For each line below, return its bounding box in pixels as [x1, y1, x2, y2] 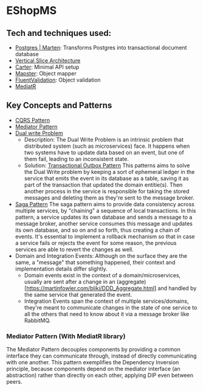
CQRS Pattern [15, 116, 50, 123]
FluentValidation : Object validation [15, 77, 101, 83]
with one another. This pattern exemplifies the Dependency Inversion [6, 359, 179, 366]
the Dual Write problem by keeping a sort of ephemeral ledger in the [24, 168, 195, 175]
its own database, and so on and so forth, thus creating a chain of [15, 226, 181, 234]
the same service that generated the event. [24, 291, 132, 298]
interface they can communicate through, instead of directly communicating [6, 352, 197, 359]
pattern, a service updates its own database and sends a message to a [15, 213, 193, 221]
